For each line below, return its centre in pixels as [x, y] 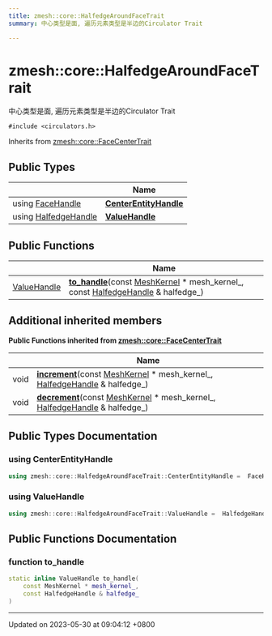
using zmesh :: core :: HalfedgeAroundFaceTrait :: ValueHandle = [112, 514]
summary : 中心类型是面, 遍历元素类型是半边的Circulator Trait [106, 23]
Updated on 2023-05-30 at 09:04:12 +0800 [82, 624]
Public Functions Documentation [93, 539]
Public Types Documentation [83, 436]
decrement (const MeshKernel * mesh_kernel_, [126, 397]
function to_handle [47, 561]
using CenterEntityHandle [61, 459]
